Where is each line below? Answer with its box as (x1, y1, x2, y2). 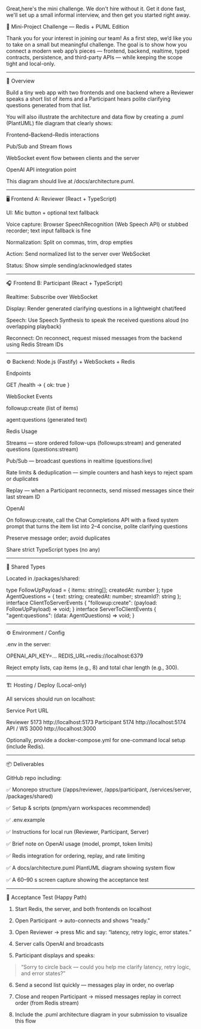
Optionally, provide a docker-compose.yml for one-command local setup (6, 737, 185, 743)
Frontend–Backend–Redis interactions (6, 131, 100, 138)
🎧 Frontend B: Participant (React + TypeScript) (6, 280, 123, 286)
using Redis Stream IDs (6, 341, 64, 348)
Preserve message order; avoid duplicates (6, 534, 111, 541)
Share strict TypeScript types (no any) (6, 546, 100, 553)
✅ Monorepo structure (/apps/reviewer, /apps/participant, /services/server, (6, 786, 191, 793)
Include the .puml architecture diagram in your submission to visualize (14, 1011, 188, 1018)
